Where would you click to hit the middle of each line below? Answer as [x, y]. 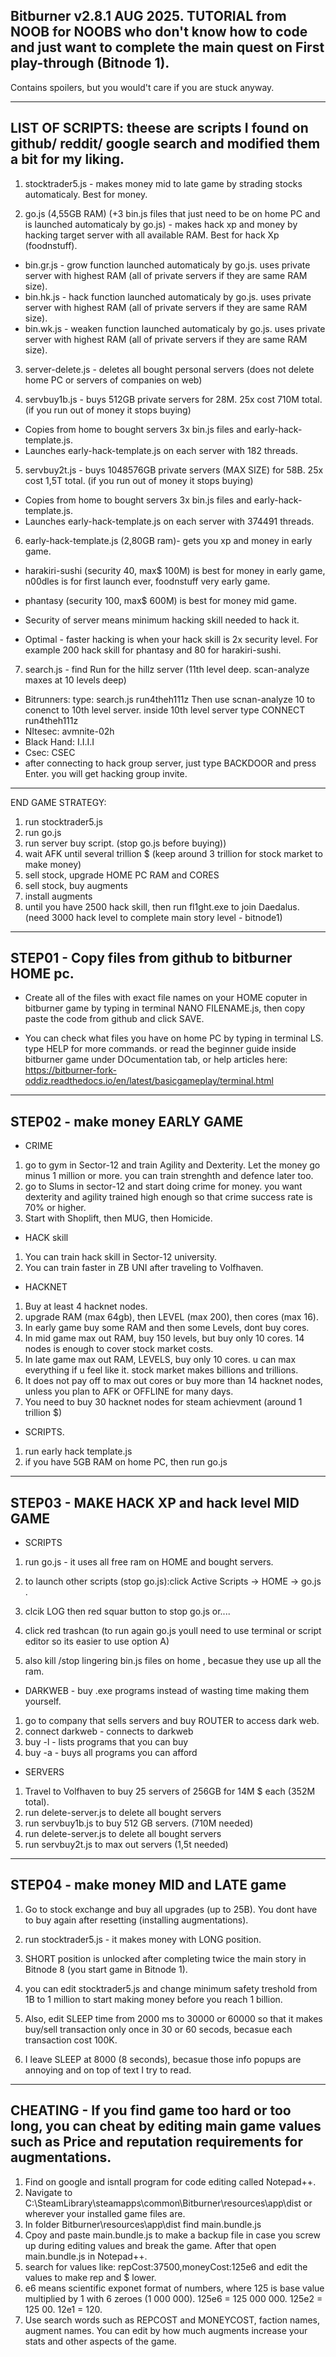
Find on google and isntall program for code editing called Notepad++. [170, 2181]
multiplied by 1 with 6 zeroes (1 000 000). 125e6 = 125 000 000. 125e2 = [173, 2298]
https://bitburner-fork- [70, 1070]
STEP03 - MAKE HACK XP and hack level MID [155, 1502]
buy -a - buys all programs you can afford [111, 1753]
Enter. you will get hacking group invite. [106, 773]
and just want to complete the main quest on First [167, 47]
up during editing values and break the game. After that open [150, 2245]
